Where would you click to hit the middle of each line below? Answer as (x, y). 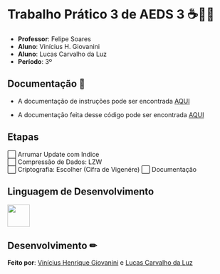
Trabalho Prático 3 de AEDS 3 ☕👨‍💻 (111, 15)
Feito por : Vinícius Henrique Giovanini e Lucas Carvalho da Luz (100, 263)
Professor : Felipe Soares (54, 39)
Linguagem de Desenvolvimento (81, 191)
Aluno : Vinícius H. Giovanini (59, 46)
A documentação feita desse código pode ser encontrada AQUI (111, 114)
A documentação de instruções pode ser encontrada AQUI (104, 101)
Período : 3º (35, 61)
